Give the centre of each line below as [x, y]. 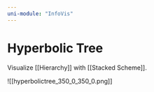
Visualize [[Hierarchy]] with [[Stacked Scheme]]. [77, 68]
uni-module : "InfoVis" [40, 14]
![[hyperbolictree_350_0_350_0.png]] [60, 81]
